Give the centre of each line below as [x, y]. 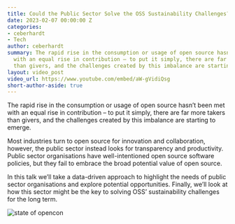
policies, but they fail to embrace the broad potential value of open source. [115, 163]
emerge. [19, 127]
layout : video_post [36, 72]
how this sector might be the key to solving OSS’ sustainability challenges [114, 192]
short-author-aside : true [45, 85]
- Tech [17, 40]
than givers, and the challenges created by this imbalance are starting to [112, 120]
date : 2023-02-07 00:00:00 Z [50, 20]
